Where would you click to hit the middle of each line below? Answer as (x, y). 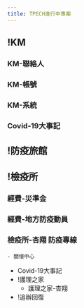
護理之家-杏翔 (48, 288)
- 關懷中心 (21, 257)
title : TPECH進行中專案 (39, 14)
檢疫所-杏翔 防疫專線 (42, 240)
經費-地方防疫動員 (38, 219)
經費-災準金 (27, 199)
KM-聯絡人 (26, 63)
